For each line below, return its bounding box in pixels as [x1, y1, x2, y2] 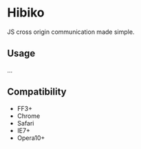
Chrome [17, 112, 41, 120]
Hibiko [7, 5, 45, 21]
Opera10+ [17, 133, 45, 142]
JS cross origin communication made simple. [7, 28, 135, 36]
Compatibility [7, 86, 67, 98]
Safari [17, 119, 34, 127]
